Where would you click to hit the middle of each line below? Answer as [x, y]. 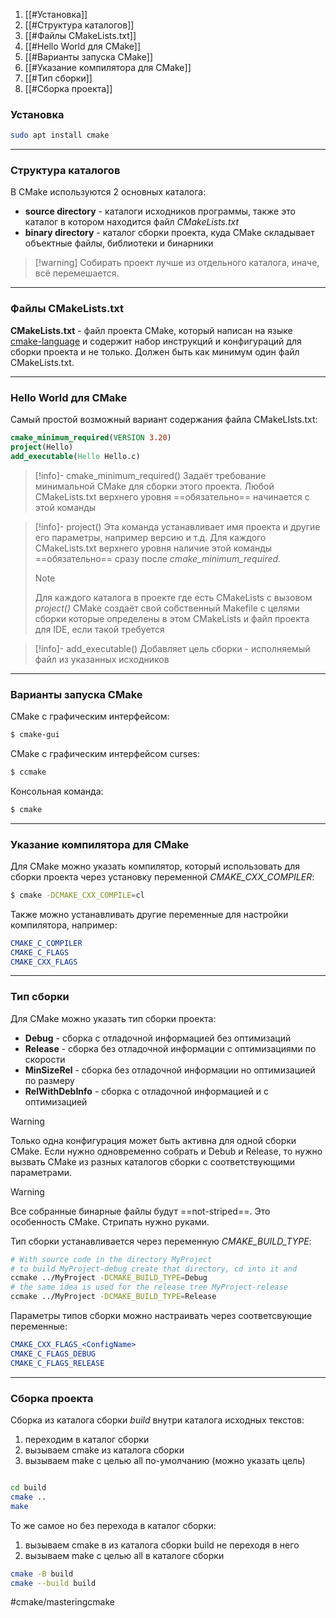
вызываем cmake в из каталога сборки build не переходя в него [162, 1545]
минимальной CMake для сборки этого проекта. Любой [154, 486]
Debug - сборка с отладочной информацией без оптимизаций [158, 1038]
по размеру [49, 1080]
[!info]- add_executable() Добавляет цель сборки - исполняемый [172, 648]
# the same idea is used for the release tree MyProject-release [149, 1287]
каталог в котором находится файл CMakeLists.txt [132, 222]
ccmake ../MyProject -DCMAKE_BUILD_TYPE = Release [113, 1297]
